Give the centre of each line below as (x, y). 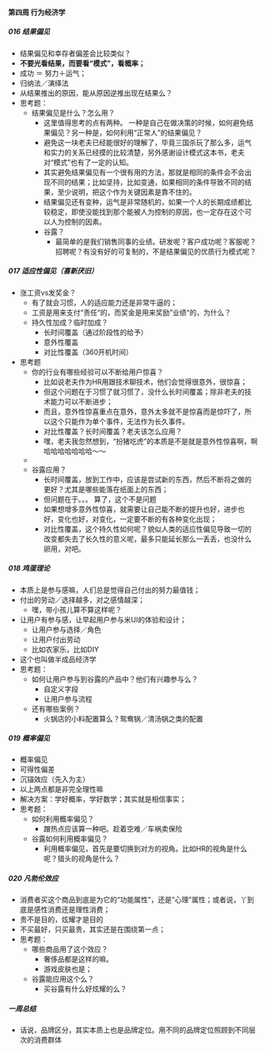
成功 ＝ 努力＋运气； (53, 73)
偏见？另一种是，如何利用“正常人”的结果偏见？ (126, 132)
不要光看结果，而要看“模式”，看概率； (82, 63)
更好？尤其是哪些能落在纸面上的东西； (106, 489)
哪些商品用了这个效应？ (70, 949)
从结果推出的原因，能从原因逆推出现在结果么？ (96, 93)
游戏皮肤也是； (68, 969)
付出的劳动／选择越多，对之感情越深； (82, 599)
